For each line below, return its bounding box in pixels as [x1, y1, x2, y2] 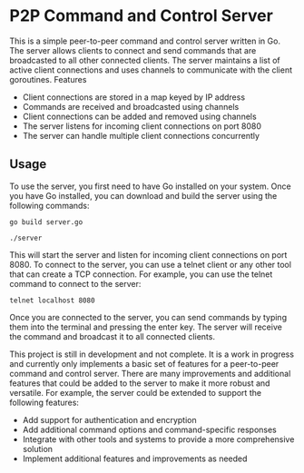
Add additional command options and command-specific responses [22, 424, 277, 435]
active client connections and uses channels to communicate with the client [9, 64, 293, 75]
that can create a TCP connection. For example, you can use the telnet [9, 269, 273, 280]
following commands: [9, 200, 90, 211]
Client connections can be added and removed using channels [22, 111, 257, 122]
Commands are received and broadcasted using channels [22, 101, 240, 112]
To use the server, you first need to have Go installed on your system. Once [9, 181, 292, 192]
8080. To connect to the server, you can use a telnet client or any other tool [9, 259, 292, 270]
